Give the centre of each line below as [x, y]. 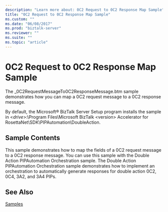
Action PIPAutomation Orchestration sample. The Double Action [71, 161]
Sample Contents [33, 138]
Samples [14, 204]
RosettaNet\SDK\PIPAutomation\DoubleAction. [53, 122]
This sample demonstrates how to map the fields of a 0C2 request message [83, 150]
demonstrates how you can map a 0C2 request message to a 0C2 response [83, 97]
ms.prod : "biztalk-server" [33, 28]
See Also [19, 192]
